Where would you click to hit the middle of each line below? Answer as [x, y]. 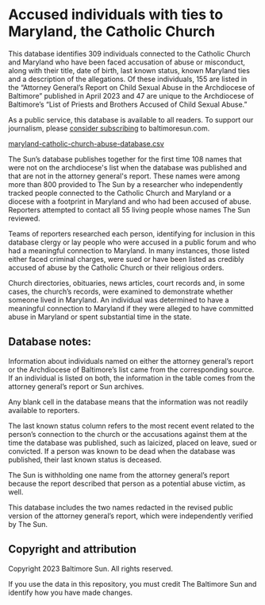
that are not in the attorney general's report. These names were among [124, 176]
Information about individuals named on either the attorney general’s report [131, 361]
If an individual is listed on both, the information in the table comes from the [132, 378]
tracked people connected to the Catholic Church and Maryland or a [120, 193]
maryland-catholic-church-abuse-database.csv [86, 143]
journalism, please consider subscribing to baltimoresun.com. [109, 128]
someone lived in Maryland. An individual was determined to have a [119, 299]
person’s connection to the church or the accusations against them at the [128, 434]
